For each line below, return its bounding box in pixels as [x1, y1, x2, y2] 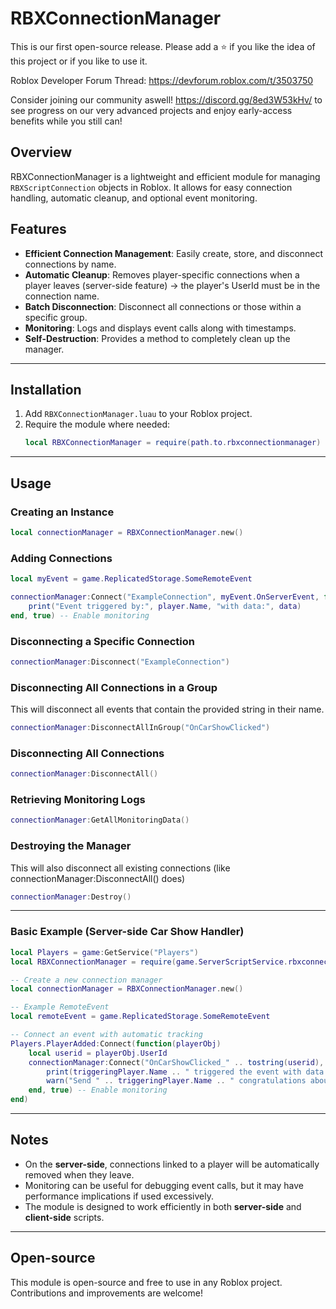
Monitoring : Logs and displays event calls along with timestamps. [24, 322, 297, 334]
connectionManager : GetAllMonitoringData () [10, 815, 190, 826]
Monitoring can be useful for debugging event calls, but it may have [24, 1179, 305, 1191]
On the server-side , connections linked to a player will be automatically [24, 1158, 320, 1170]
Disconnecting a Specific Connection [10, 634, 195, 648]
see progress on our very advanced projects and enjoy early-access [10, 104, 293, 116]
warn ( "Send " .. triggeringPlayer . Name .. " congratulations [46, 1076, 307, 1086]
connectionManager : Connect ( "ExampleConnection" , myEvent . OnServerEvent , [10, 592, 320, 602]
